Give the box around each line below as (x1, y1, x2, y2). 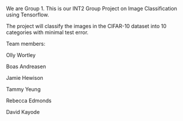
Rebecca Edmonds (6, 97, 52, 104)
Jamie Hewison (6, 75, 43, 81)
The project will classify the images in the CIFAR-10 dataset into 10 (6, 23, 167, 29)
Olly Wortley (6, 52, 36, 58)
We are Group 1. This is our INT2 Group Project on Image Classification (6, 5, 178, 12)
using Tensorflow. (6, 11, 49, 18)
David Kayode (6, 109, 40, 115)
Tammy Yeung (6, 86, 41, 93)
